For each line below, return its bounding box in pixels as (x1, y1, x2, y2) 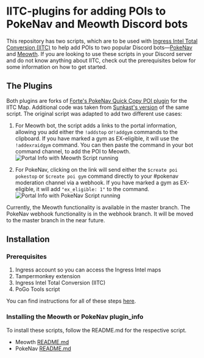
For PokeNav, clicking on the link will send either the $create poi (15, 166, 178, 173)
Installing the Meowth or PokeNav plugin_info (6, 312, 144, 321)
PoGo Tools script (15, 286, 60, 293)
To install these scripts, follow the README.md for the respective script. (6, 326, 187, 334)
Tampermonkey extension (15, 273, 81, 280)
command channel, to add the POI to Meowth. (15, 147, 131, 155)
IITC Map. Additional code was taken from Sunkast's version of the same (6, 104, 189, 111)
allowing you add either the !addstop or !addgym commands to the (15, 128, 178, 135)
